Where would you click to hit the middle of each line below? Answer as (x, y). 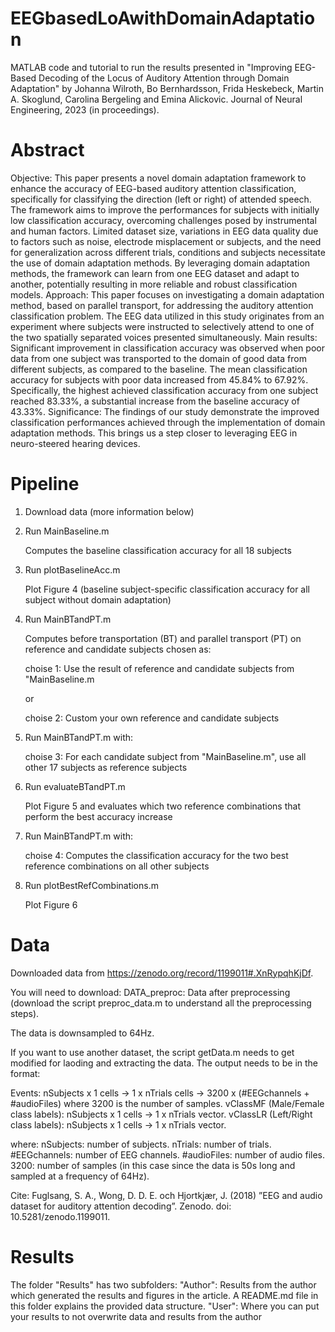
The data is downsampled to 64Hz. (82, 1033)
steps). (25, 1013)
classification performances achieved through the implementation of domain (168, 422)
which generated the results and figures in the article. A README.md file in (164, 1295)
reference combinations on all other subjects (117, 866)
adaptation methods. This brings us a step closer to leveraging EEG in (154, 433)
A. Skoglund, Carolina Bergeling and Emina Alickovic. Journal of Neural (156, 99)
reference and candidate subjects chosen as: (118, 649)
